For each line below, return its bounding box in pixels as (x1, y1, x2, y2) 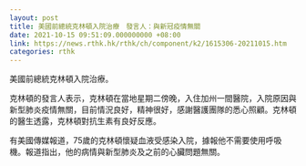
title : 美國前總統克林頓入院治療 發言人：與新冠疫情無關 (9, 22, 201, 31)
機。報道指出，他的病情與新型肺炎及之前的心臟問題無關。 (9, 147, 225, 158)
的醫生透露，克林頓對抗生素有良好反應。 (9, 116, 161, 127)
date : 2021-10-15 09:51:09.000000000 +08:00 (9, 30, 181, 39)
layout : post (9, 13, 59, 23)
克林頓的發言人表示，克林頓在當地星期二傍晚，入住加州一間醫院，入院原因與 (9, 93, 297, 104)
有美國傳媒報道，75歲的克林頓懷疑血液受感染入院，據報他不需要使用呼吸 (9, 135, 282, 146)
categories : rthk (9, 47, 76, 57)
